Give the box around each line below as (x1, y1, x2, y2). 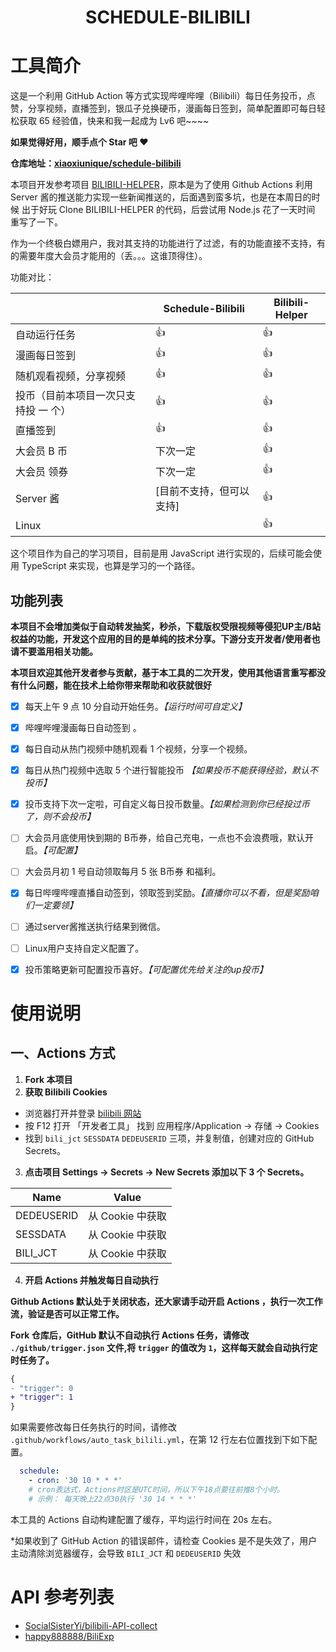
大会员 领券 (15, 464, 69, 478)
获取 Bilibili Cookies (24, 1086, 108, 1098)
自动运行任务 (15, 327, 77, 341)
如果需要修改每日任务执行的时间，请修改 (10, 1421, 177, 1433)
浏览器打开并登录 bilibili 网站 (24, 1107, 142, 1119)
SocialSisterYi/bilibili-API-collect (24, 1619, 158, 1631)
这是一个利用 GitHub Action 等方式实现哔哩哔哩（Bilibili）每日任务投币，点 (10, 90, 316, 102)
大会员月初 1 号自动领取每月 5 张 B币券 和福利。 (24, 866, 222, 878)
